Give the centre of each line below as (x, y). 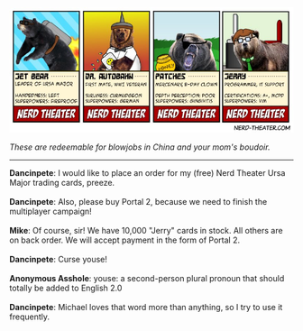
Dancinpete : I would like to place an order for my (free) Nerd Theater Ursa (147, 172)
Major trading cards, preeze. (62, 182)
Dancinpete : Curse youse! (59, 259)
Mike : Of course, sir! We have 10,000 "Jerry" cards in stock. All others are (146, 230)
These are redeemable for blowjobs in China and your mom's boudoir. (140, 147)
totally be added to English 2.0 (66, 288)
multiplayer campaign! (50, 211)
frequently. (29, 317)
